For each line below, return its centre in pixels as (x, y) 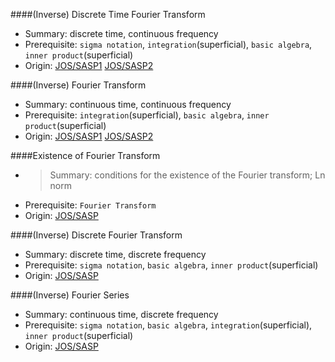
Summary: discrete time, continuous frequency (121, 33)
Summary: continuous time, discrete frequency (121, 314)
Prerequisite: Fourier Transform (90, 205)
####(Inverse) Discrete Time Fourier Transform (108, 14)
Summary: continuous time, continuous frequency (128, 104)
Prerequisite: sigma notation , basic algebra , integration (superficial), (168, 325)
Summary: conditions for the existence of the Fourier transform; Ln (187, 175)
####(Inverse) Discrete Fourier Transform (96, 235)
